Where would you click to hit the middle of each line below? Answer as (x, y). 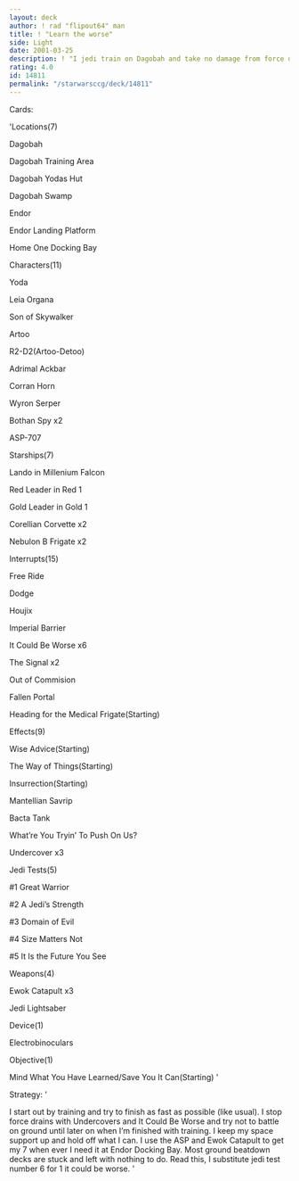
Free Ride (27, 575)
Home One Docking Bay (53, 247)
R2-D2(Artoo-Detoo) (47, 351)
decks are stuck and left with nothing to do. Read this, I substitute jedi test (145, 1159)
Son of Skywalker (41, 317)
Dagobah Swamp (41, 195)
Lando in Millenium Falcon (57, 472)
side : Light (31, 42)
